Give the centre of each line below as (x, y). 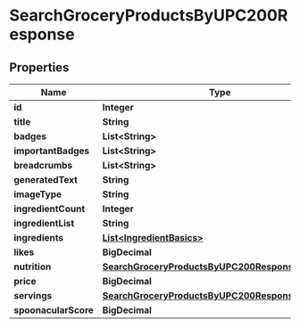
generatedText (46, 180)
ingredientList (44, 223)
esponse (42, 34)
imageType (38, 194)
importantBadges (52, 151)
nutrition (33, 266)
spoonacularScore (54, 310)
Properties (39, 67)
